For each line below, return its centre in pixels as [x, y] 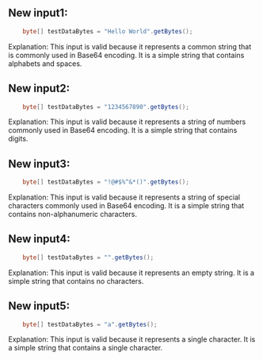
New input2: [39, 89]
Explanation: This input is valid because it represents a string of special [124, 197]
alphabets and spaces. [45, 64]
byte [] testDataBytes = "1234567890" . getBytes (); [106, 106]
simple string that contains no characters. [76, 281]
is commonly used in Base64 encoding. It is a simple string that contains [126, 55]
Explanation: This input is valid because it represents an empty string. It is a [131, 273]
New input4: [39, 239]
